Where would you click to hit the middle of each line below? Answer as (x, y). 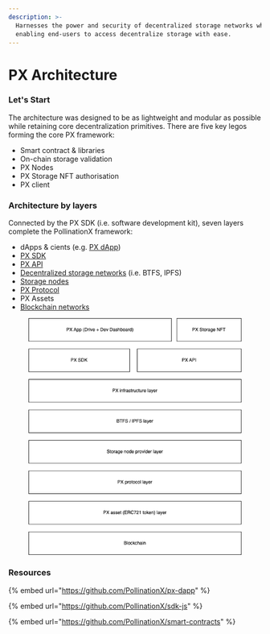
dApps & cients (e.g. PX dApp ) (70, 247)
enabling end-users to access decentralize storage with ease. (123, 34)
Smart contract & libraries (62, 150)
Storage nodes (45, 281)
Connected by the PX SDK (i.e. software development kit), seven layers (126, 223)
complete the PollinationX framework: (71, 232)
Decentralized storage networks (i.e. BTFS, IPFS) (101, 273)
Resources (30, 573)
